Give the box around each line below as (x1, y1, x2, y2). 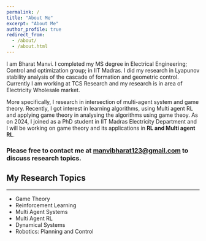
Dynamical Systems (15, 221, 66, 228)
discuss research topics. (6, 154, 82, 162)
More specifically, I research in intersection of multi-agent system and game (6, 98, 199, 105)
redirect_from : (6, 32, 45, 38)
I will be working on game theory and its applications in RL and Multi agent (6, 124, 196, 132)
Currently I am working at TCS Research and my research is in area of (6, 79, 183, 87)
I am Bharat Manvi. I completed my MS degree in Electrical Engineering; (6, 60, 188, 68)
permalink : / (6, 9, 40, 15)
